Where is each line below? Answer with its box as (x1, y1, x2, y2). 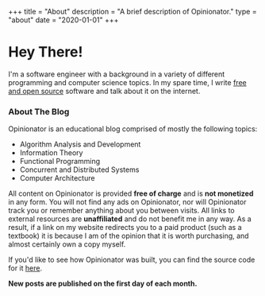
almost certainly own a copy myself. (8, 240, 126, 249)
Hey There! (8, 43, 83, 61)
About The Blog (8, 106, 70, 117)
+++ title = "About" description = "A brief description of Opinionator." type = (8, 7, 257, 16)
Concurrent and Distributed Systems (19, 165, 140, 174)
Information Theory (19, 148, 83, 158)
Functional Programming (19, 157, 101, 166)
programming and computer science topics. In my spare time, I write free (8, 77, 248, 87)
